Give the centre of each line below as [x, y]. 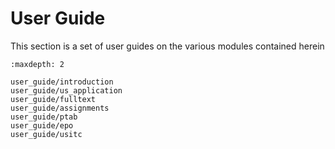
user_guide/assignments [60, 108]
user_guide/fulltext [53, 99]
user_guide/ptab [44, 117]
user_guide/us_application [66, 90]
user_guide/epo [42, 125]
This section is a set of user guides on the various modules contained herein [167, 46]
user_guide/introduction [62, 82]
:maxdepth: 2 [37, 64]
